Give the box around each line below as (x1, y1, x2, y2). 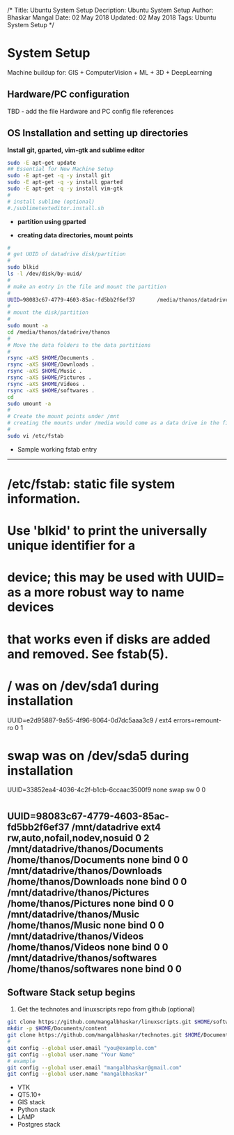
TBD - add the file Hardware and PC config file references (7, 107, 174, 115)
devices (7, 600, 54, 615)
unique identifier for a (7, 537, 136, 554)
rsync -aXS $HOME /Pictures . (7, 374, 92, 381)
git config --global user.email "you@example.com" (7, 1044, 157, 1051)
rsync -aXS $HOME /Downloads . (7, 361, 95, 369)
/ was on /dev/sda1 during (7, 678, 159, 694)
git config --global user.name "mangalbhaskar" (7, 1071, 148, 1078)
